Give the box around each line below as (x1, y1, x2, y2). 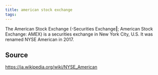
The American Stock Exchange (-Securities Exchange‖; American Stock (5, 25, 153, 31)
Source (5, 50, 28, 59)
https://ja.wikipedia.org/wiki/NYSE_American (5, 64, 97, 70)
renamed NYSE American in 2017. (5, 36, 74, 42)
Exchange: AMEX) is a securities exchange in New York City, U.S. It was (5, 31, 153, 37)
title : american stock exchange (5, 7, 72, 12)
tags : (5, 12, 16, 17)
